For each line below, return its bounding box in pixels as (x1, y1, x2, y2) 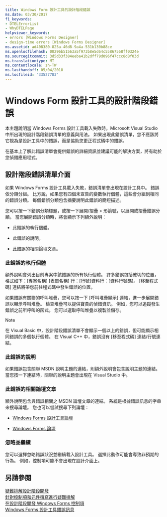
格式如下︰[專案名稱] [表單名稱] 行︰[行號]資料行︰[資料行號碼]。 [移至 (5, 278, 150, 284)
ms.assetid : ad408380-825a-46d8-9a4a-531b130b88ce (5, 44, 112, 49)
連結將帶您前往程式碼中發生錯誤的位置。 (12, 284, 95, 290)
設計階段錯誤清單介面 (5, 171, 71, 179)
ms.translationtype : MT (5, 58, 55, 63)
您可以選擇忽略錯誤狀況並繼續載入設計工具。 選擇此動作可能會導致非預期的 (5, 451, 159, 457)
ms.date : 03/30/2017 (5, 12, 48, 17)
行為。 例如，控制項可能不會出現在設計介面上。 (5, 457, 102, 464)
